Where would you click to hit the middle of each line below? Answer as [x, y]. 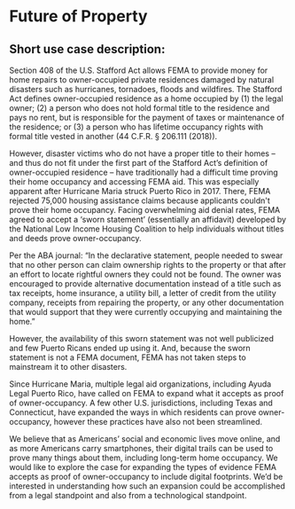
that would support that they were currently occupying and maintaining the [146, 312]
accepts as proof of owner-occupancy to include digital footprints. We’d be [146, 477]
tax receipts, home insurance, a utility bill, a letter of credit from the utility [143, 293]
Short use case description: [87, 49]
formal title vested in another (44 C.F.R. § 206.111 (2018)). [113, 136]
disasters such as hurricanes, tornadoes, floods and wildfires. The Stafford [146, 89]
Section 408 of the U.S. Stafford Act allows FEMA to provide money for [139, 70]
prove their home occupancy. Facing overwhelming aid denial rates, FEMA [145, 210]
